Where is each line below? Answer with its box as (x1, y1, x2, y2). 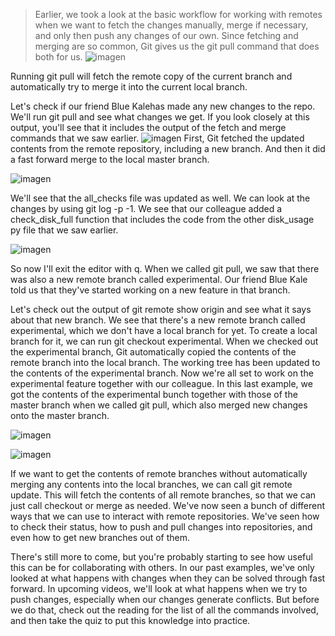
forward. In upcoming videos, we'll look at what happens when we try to (10, 583, 308, 594)
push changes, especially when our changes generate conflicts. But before (10, 594, 320, 605)
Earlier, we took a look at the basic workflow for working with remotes (34, 9, 323, 20)
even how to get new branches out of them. (10, 532, 191, 543)
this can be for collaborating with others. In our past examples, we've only (10, 562, 315, 573)
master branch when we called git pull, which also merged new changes (10, 399, 308, 411)
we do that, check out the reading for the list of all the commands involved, (10, 604, 319, 616)
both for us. (34, 51, 83, 63)
